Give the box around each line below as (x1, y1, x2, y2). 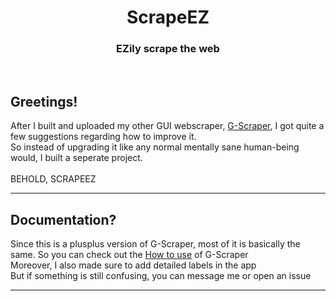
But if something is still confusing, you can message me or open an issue (10, 270, 312, 282)
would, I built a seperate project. (10, 152, 143, 164)
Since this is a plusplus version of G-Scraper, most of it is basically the (10, 238, 301, 250)
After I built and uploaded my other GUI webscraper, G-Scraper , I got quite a (10, 120, 325, 132)
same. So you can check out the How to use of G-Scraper (10, 249, 249, 261)
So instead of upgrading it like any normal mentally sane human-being (10, 141, 300, 153)
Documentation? (10, 211, 117, 228)
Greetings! (10, 93, 78, 110)
